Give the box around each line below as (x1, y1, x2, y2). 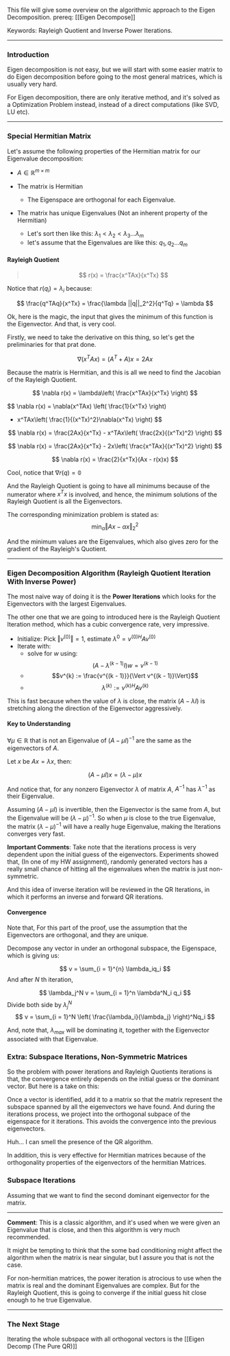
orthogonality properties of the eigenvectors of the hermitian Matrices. (7, 1159, 207, 1167)
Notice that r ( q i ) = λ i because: (7, 284, 92, 294)
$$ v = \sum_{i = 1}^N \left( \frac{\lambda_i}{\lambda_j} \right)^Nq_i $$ (14, 1013, 216, 1021)
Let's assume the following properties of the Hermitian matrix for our (7, 147, 201, 155)
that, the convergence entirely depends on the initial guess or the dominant (7, 1075, 219, 1083)
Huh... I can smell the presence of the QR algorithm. (7, 1138, 153, 1146)
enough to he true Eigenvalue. (7, 1296, 92, 1304)
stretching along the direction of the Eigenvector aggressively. (7, 704, 183, 712)
